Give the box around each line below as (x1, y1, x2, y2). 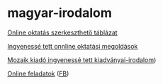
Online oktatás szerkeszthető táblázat (7, 28, 118, 37)
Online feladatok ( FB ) (7, 69, 69, 78)
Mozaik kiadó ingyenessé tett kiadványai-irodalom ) (7, 55, 157, 64)
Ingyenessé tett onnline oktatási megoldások (7, 42, 138, 50)
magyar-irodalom (7, 5, 112, 21)
